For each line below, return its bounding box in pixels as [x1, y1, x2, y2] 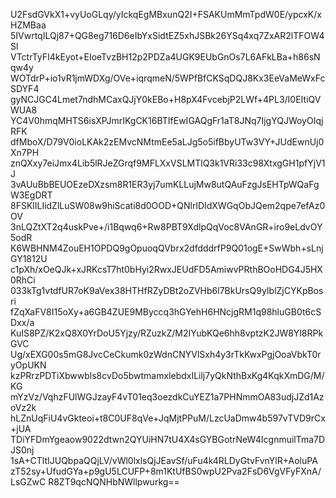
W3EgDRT [10, 189, 53, 201]
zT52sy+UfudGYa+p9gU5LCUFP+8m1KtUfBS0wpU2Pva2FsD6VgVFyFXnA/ [10, 465, 322, 477]
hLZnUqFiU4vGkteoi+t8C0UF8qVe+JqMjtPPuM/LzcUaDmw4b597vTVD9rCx [10, 412, 326, 424]
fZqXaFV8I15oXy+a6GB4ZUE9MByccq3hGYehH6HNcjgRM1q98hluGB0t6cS [10, 306, 322, 318]
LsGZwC [10, 476, 47, 488]
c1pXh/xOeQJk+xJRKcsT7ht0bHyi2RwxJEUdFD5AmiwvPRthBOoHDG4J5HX [10, 264, 323, 275]
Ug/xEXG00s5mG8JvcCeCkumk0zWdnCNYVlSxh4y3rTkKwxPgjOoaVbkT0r [10, 349, 322, 360]
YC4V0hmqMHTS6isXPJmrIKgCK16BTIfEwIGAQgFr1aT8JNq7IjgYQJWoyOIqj [10, 115, 324, 126]
